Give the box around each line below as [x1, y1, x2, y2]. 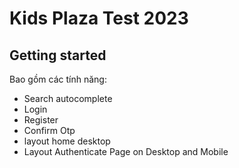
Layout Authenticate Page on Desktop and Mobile [23, 146, 229, 157]
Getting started [9, 47, 107, 64]
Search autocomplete [23, 93, 113, 104]
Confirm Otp [23, 125, 76, 136]
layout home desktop [23, 135, 111, 147]
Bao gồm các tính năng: [9, 73, 107, 85]
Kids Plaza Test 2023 [9, 7, 189, 30]
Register [23, 114, 59, 126]
